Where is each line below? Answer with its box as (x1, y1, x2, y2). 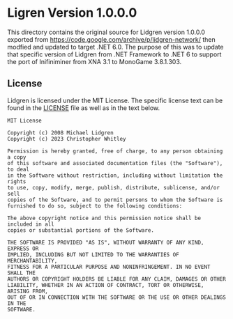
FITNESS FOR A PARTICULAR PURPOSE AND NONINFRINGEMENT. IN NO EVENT (7, 263, 211, 270)
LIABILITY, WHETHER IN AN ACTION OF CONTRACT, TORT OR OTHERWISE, (7, 281, 204, 288)
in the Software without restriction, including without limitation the (7, 172, 223, 179)
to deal (7, 166, 30, 173)
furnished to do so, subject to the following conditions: (7, 202, 183, 210)
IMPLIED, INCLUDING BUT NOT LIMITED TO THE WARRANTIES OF (7, 251, 179, 258)
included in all (7, 221, 54, 228)
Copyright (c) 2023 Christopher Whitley (7, 135, 127, 142)
